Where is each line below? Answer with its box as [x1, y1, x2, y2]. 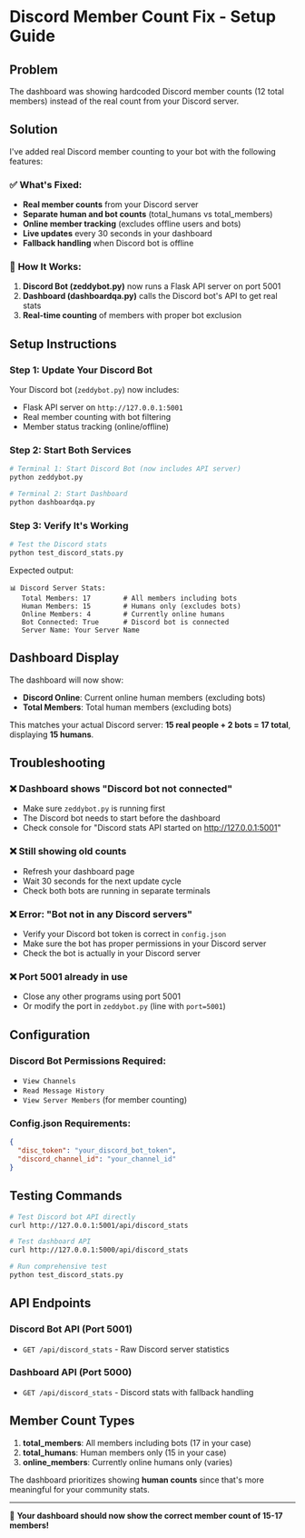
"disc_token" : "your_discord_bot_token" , [17, 1146, 177, 1155]
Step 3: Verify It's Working [9, 519, 129, 532]
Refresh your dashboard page [22, 865, 135, 876]
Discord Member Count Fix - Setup [9, 6, 277, 27]
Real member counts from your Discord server [22, 199, 199, 210]
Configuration [9, 1027, 91, 1043]
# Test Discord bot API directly [9, 1212, 136, 1222]
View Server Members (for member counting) [22, 1094, 188, 1105]
